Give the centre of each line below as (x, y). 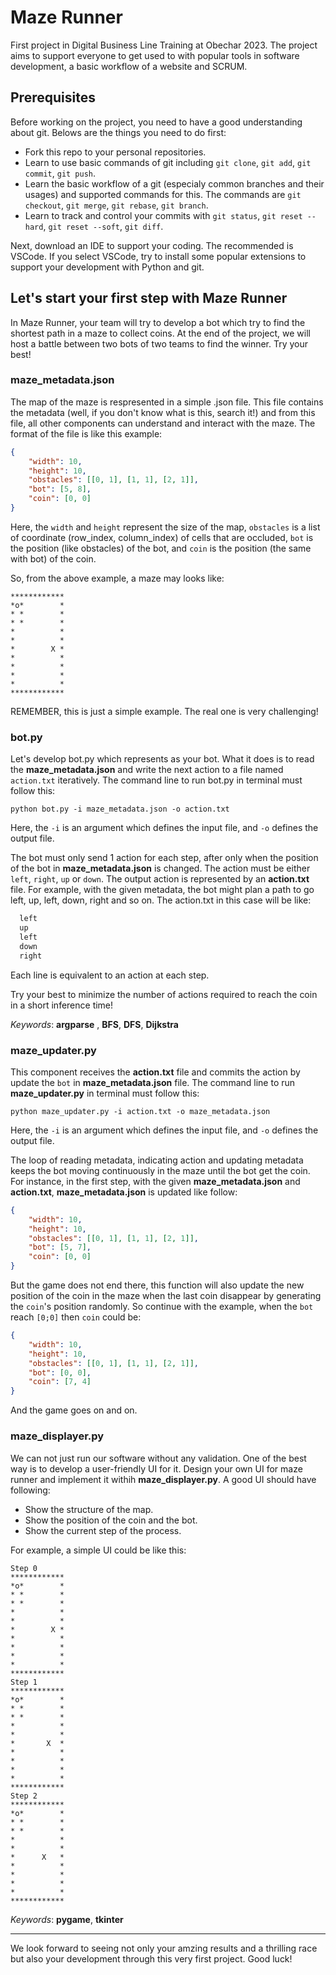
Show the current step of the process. (103, 1530)
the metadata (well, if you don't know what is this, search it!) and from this (163, 412)
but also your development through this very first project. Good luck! (151, 1958)
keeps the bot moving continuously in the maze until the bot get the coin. (160, 1170)
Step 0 (24, 1568)
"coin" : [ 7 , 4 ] (60, 1382)
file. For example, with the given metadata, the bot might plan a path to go (162, 890)
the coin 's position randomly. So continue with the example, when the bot (162, 1307)
